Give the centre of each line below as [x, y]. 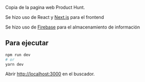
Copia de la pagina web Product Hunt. [45, 7]
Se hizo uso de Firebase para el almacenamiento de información [73, 27]
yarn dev [14, 64]
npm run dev [18, 55]
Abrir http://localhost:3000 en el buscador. [50, 74]
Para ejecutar [27, 43]
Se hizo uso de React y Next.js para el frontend [55, 17]
